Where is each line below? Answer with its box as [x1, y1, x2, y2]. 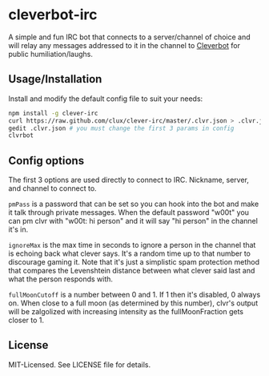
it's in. [8, 224, 29, 234]
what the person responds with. [8, 274, 114, 284]
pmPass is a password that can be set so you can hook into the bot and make [8, 199, 259, 209]
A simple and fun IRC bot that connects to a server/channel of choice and [8, 32, 251, 42]
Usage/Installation [8, 72, 102, 86]
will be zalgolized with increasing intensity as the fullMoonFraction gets [8, 307, 244, 317]
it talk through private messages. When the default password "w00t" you [8, 208, 250, 217]
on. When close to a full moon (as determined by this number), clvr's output [8, 298, 259, 308]
